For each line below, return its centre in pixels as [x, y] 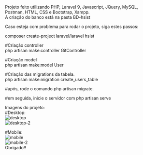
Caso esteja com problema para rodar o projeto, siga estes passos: [72, 27]
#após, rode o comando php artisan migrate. [50, 89]
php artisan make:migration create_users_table [51, 79]
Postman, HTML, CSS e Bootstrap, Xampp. [47, 12]
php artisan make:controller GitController [46, 50]
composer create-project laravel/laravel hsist [50, 36]
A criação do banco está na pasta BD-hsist [48, 17]
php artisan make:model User [34, 65]
